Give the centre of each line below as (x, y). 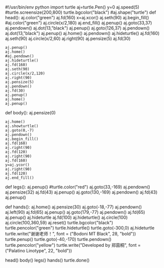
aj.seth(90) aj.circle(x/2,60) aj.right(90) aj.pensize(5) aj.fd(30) (68, 38)
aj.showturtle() (22, 126)
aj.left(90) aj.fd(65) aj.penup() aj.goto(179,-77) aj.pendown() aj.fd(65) (75, 212)
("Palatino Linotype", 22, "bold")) (39, 251)
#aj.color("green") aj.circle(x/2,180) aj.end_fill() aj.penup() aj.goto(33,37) (79, 23)
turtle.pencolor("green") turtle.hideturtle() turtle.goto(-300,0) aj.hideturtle (80, 228)
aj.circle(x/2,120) (25, 73)
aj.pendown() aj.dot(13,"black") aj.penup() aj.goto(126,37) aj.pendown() (77, 28)
